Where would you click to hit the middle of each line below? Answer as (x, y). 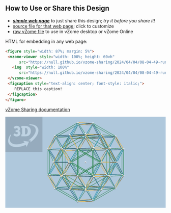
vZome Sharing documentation (38, 110)
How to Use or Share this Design (57, 8)
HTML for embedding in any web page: (46, 41)
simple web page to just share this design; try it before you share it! (84, 20)
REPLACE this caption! (38, 89)
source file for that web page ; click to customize (63, 26)
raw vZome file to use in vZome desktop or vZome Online (73, 31)
